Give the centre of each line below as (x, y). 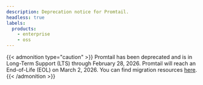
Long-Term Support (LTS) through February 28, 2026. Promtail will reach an (101, 63)
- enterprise (34, 34)
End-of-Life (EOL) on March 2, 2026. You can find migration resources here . (102, 70)
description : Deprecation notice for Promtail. (68, 12)
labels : (16, 23)
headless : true (26, 17)
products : (24, 29)
